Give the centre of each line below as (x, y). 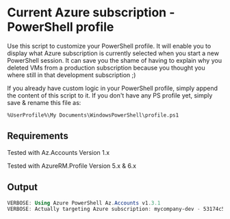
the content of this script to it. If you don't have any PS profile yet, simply (110, 95)
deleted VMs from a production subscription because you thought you (106, 68)
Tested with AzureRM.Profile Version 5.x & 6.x (72, 166)
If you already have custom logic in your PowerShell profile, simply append (112, 88)
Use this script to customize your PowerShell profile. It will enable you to (109, 46)
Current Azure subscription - (91, 13)
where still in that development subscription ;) (72, 75)
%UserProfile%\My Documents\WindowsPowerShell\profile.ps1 (93, 115)
